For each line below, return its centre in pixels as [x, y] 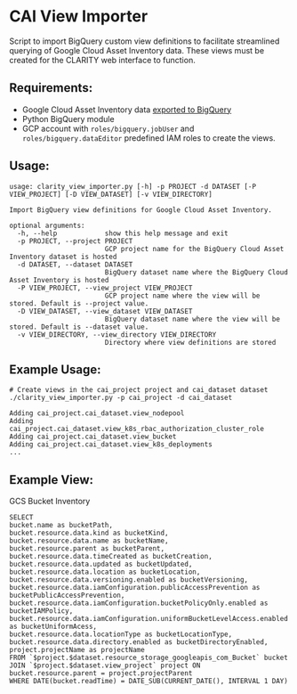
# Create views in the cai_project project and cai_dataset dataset [139, 390]
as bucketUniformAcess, [53, 627]
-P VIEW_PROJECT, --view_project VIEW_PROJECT [105, 288]
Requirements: [51, 88]
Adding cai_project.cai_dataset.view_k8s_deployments [111, 445]
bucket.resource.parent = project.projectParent [101, 674]
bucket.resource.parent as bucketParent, [87, 549]
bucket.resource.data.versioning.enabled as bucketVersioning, [129, 580]
